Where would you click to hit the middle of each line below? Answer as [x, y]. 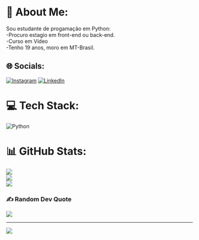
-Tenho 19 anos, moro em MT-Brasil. [50, 48]
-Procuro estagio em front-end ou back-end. [61, 34]
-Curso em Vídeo [27, 41]
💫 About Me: [37, 12]
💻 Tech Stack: [43, 105]
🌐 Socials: [25, 66]
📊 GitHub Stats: [46, 151]
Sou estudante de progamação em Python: [58, 29]
